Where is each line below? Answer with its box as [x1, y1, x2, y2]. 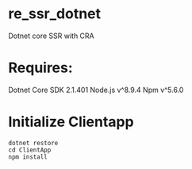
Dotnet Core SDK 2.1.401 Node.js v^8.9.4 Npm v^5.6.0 [8, 85, 184, 94]
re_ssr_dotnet [8, 5, 102, 23]
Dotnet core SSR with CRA [8, 31, 95, 40]
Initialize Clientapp [8, 113, 134, 131]
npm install [8, 152, 48, 161]
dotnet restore [8, 139, 59, 147]
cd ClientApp [8, 146, 52, 154]
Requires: [8, 59, 73, 77]
